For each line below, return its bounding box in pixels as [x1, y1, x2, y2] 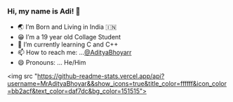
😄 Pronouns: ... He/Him [17, 58, 86, 67]
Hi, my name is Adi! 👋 [7, 6, 81, 16]
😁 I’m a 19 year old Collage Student [17, 33, 121, 42]
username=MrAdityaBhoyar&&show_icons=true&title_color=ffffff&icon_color [7, 79, 227, 88]
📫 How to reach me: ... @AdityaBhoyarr [17, 49, 132, 57]
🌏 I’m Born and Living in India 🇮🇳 [17, 23, 117, 31]
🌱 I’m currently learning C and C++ [17, 40, 119, 49]
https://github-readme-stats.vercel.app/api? [37, 72, 165, 80]
